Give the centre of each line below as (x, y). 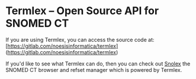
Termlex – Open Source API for (82, 11)
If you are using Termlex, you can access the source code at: (80, 39)
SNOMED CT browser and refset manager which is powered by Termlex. (94, 70)
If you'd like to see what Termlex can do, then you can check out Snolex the (98, 64)
